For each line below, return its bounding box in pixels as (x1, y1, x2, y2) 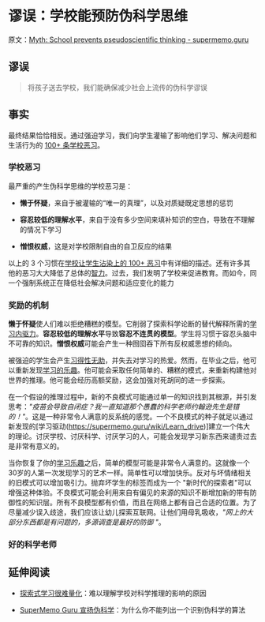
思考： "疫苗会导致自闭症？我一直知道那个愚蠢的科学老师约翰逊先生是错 (8, 402, 240, 411)
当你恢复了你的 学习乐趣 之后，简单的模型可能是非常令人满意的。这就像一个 (8, 459, 250, 468)
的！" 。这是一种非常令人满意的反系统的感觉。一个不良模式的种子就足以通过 (8, 412, 254, 422)
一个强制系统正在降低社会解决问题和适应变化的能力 (8, 278, 174, 287)
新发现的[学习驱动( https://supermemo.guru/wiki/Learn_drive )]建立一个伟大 (8, 422, 251, 431)
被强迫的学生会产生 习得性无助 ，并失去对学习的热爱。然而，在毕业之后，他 (8, 356, 250, 365)
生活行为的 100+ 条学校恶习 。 (8, 140, 105, 150)
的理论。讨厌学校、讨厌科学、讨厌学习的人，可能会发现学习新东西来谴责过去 (8, 432, 257, 441)
